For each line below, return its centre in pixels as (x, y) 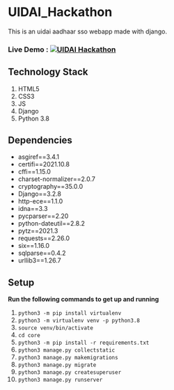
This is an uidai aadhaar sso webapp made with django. (88, 31)
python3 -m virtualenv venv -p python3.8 (79, 321)
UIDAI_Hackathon (60, 12)
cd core (29, 336)
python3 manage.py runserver (60, 380)
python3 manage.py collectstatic (66, 350)
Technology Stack (48, 72)
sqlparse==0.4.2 (42, 253)
